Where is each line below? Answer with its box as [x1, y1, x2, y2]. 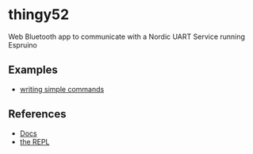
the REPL [19, 137, 50, 146]
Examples [8, 64, 58, 77]
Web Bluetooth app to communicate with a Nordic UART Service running [8, 32, 246, 41]
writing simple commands [19, 84, 105, 94]
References [8, 107, 67, 121]
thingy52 [8, 6, 70, 24]
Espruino [8, 40, 37, 49]
